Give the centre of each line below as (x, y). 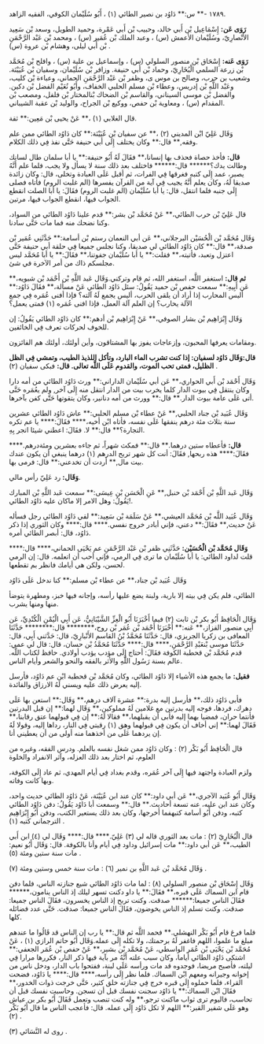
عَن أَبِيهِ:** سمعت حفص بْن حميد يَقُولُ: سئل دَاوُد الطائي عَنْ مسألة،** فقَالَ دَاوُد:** (129, 286)
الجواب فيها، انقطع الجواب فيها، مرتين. (65, 199)
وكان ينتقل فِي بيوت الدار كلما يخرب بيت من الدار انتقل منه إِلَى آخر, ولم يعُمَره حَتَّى (129, 389)
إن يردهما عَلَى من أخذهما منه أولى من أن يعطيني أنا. (85, 733)
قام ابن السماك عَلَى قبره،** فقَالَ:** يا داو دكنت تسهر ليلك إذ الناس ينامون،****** (129, 892)
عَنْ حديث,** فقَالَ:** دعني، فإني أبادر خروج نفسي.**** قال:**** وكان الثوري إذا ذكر (133, 524)
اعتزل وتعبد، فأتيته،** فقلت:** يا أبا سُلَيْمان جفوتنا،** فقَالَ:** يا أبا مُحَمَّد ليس (121, 254)
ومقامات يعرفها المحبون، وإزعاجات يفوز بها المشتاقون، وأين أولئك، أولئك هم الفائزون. (133, 342)
